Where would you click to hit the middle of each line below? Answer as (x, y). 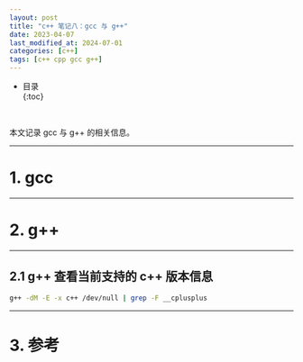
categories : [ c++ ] (44, 51)
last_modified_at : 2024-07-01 (66, 43)
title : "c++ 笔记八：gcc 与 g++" (69, 26)
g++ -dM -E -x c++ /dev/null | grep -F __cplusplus (108, 298)
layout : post (34, 18)
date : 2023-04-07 (42, 34)
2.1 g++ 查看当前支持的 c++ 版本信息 (111, 277)
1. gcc (32, 178)
